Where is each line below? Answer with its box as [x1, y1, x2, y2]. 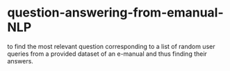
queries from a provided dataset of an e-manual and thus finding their [7, 50, 207, 58]
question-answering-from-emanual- [7, 5, 224, 21]
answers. [7, 57, 33, 65]
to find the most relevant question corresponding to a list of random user [7, 42, 215, 50]
